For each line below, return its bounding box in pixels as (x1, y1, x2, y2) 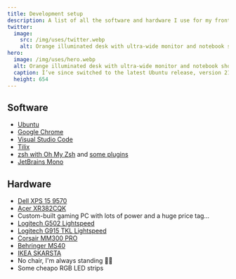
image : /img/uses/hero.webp (13, 56, 96, 63)
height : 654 (13, 75, 49, 83)
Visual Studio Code (17, 135, 74, 144)
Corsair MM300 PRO (17, 234, 78, 242)
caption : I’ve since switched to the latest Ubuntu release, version (13, 69, 221, 76)
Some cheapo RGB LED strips (17, 264, 104, 272)
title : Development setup (7, 10, 83, 18)
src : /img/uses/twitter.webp (20, 37, 105, 44)
